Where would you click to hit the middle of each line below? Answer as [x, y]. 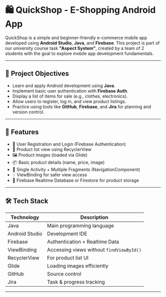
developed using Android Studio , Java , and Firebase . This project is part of [83, 43]
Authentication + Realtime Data [83, 242]
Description [94, 217]
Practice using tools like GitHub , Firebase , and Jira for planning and [82, 106]
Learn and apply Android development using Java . [64, 86]
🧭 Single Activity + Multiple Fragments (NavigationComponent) [76, 169]
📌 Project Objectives [37, 74]
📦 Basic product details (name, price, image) [58, 162]
